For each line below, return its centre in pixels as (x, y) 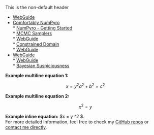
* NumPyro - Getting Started (42, 28)
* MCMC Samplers (32, 33)
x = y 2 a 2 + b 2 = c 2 (85, 86)
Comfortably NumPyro (36, 23)
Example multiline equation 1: (37, 75)
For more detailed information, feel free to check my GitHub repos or (77, 122)
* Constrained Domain (36, 44)
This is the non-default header (37, 7)
